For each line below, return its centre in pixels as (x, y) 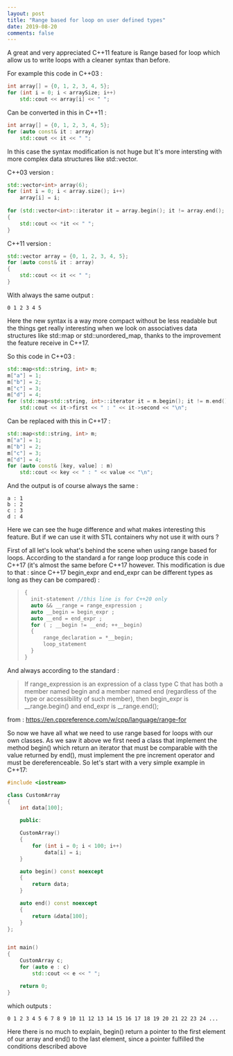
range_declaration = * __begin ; (88, 638)
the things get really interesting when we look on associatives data (102, 328)
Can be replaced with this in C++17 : (59, 421)
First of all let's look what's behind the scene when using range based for (112, 551)
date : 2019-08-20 (32, 26)
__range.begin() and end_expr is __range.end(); (92, 706)
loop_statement (64, 644)
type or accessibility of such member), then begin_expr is (106, 698)
